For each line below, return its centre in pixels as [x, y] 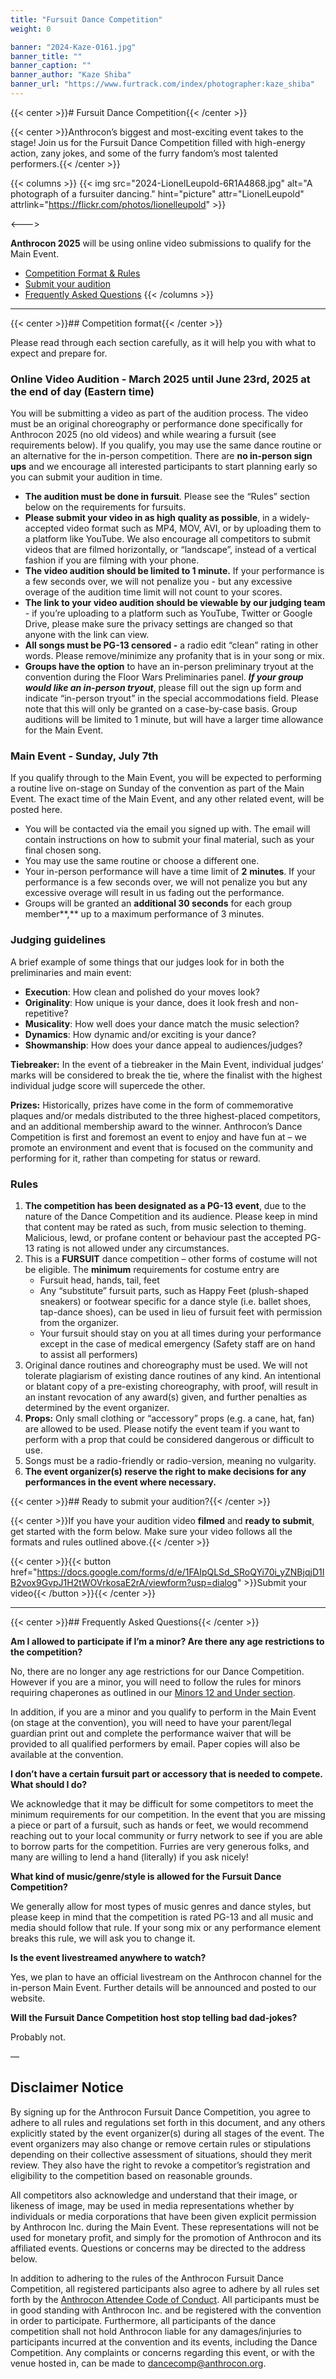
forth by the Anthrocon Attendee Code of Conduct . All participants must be [165, 2299]
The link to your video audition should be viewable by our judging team [175, 603]
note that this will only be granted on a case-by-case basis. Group [161, 709]
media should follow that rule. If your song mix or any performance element [166, 1928]
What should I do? [49, 1785]
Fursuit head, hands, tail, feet [99, 1280]
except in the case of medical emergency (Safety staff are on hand [177, 1344]
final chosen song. [63, 850]
